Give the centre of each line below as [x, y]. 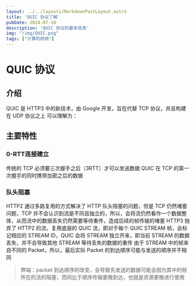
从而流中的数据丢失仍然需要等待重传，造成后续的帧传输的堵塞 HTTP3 [100, 220]
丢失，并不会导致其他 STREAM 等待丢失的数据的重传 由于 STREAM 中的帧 [95, 243]
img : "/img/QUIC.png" [32, 33]
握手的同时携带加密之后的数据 [47, 175]
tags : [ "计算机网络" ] [30, 39]
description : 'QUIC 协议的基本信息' [48, 28]
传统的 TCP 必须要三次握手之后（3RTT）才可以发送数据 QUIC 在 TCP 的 [93, 168]
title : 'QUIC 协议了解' [33, 17]
